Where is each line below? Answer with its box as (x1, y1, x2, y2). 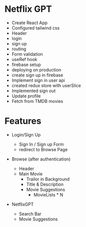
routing (11, 46, 26, 52)
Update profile (11, 93, 41, 99)
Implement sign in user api (11, 77, 65, 83)
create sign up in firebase (11, 72, 64, 78)
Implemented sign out (11, 88, 56, 94)
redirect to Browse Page (19, 146, 68, 152)
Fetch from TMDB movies (11, 98, 64, 104)
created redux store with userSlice (11, 82, 81, 88)
